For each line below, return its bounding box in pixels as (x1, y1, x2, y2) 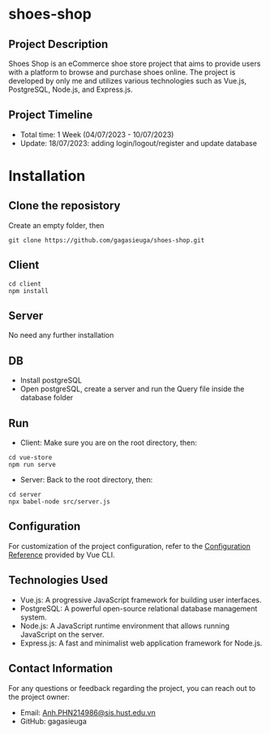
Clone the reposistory (8, 199, 121, 213)
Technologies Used (8, 573, 108, 587)
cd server (8, 490, 42, 499)
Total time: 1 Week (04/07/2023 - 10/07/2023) (19, 129, 174, 139)
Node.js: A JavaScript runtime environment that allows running (19, 620, 229, 630)
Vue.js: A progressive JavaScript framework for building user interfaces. (19, 594, 262, 605)
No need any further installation (8, 330, 114, 340)
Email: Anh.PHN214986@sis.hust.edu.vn (19, 707, 156, 717)
